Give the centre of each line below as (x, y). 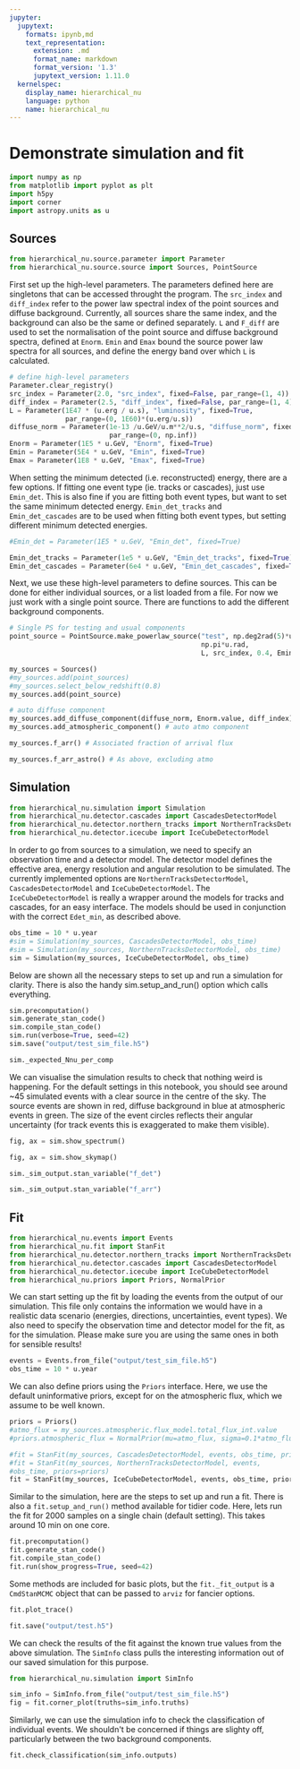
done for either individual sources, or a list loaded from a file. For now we (144, 593)
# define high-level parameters (69, 377)
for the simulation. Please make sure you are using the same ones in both (144, 1335)
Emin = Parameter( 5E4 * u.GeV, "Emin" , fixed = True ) (107, 452)
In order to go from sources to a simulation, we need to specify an (131, 850)
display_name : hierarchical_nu (83, 92)
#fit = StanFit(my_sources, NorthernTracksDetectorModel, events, (135, 1463)
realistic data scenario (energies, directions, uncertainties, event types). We (148, 1316)
